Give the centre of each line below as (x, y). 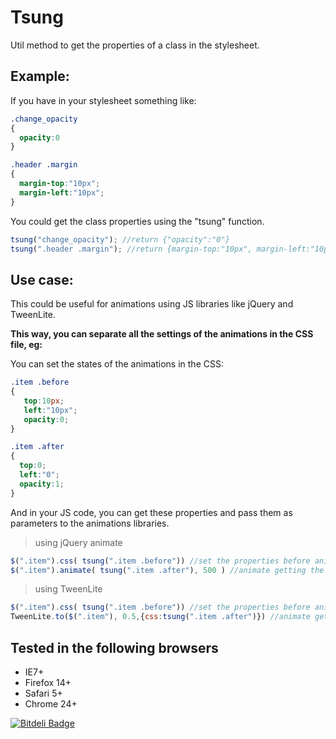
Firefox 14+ (48, 682)
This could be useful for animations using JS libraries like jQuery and (152, 304)
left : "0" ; (39, 475)
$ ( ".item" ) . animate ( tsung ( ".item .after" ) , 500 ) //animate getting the (167, 570)
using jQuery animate (78, 542)
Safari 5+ (43, 693)
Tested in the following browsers (114, 647)
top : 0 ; (33, 466)
